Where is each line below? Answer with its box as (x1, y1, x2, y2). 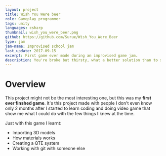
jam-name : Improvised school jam (5, 44, 74, 49)
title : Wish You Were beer (5, 12, 61, 17)
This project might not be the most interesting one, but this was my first (5, 95, 152, 101)
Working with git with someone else (12, 146, 85, 152)
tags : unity (5, 21, 30, 26)
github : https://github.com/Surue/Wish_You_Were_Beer (5, 35, 119, 40)
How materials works (12, 135, 56, 141)
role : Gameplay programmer (5, 16, 61, 21)
